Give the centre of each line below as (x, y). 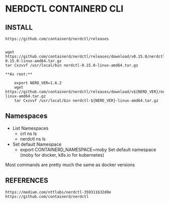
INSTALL (19, 27)
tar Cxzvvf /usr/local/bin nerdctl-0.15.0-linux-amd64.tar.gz (72, 65)
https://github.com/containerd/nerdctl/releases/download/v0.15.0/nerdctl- (86, 56)
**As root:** (19, 74)
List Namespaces (30, 128)
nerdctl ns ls (33, 139)
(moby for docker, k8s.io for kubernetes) (62, 155)
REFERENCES (27, 181)
